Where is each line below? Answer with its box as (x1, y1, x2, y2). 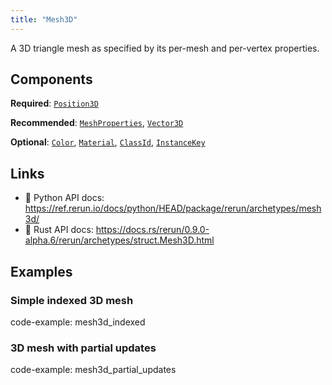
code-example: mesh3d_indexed (10, 316, 146, 328)
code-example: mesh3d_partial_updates (10, 364, 177, 376)
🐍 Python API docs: (24, 192, 105, 204)
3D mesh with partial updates (10, 341, 157, 355)
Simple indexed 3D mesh (10, 293, 134, 307)
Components (10, 71, 93, 88)
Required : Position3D (10, 97, 99, 110)
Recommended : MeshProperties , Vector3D (10, 117, 184, 129)
